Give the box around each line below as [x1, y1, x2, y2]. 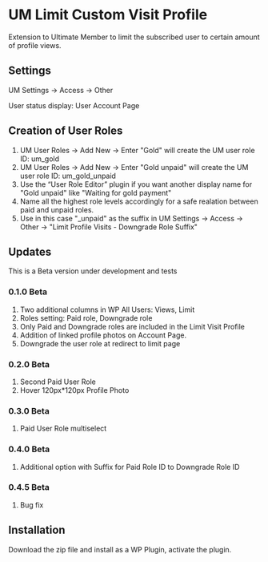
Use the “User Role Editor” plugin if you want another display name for [19, 179, 253, 189]
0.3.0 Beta [8, 405, 50, 416]
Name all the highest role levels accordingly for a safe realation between [19, 196, 258, 206]
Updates [8, 245, 52, 258]
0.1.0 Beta [8, 286, 48, 297]
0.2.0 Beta [8, 358, 50, 370]
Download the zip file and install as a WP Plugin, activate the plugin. [8, 544, 232, 554]
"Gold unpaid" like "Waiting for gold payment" [19, 188, 172, 197]
